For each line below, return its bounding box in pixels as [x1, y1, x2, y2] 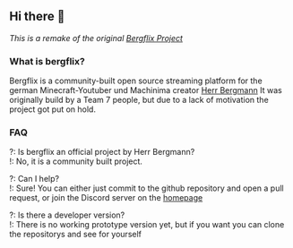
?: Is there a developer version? [9, 210, 125, 220]
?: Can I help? [9, 174, 60, 184]
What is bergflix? [9, 55, 85, 67]
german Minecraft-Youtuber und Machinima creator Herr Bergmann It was [9, 85, 282, 96]
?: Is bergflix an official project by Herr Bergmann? [9, 147, 195, 158]
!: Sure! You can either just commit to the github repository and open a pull [9, 183, 284, 193]
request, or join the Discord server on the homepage [9, 192, 203, 203]
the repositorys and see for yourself [9, 229, 142, 240]
